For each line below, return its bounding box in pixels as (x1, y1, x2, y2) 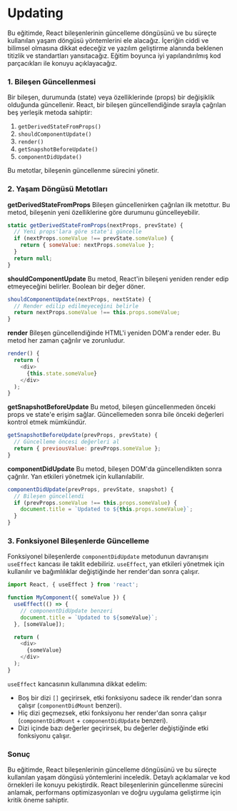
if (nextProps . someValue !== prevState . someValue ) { (14, 235, 174, 242)
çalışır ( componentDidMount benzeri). (17, 701, 122, 710)
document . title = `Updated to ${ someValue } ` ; (20, 614, 158, 621)
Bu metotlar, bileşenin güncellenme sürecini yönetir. (7, 166, 159, 175)
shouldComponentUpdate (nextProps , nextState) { (7, 296, 152, 303)
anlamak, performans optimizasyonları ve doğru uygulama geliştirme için (7, 788, 221, 797)
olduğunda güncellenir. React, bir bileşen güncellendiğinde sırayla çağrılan (7, 101, 226, 109)
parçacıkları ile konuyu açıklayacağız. (7, 59, 118, 67)
